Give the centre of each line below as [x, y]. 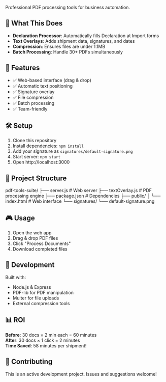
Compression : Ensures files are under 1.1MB [59, 46]
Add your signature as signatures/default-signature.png [73, 151]
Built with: [16, 277]
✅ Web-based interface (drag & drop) [52, 80]
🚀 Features [23, 68]
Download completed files [40, 249]
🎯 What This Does [34, 23]
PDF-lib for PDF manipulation [43, 292]
